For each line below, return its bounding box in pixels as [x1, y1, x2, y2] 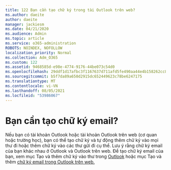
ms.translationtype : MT [5, 79, 56, 84]
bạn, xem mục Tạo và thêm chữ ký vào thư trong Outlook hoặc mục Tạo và [5, 154, 162, 160]
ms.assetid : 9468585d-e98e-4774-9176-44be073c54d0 [5, 64, 115, 69]
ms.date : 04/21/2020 [5, 27, 49, 32]
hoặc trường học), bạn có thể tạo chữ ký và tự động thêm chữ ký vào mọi [5, 137, 159, 143]
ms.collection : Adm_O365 [5, 55, 58, 60]
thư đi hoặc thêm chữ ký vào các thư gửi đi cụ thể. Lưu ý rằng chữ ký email [5, 142, 163, 149]
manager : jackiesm [5, 21, 44, 27]
